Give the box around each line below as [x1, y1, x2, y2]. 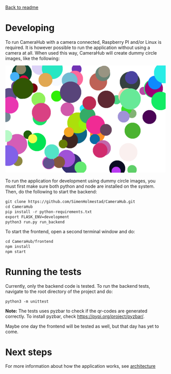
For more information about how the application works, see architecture [5, 363, 156, 369]
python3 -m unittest [5, 298, 49, 304]
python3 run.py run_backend [5, 219, 65, 225]
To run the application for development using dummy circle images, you [5, 178, 156, 184]
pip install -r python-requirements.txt [5, 209, 93, 214]
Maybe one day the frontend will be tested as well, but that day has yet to [5, 323, 159, 329]
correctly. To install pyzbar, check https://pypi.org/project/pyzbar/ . [5, 313, 145, 319]
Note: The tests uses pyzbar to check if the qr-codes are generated [5, 308, 148, 314]
